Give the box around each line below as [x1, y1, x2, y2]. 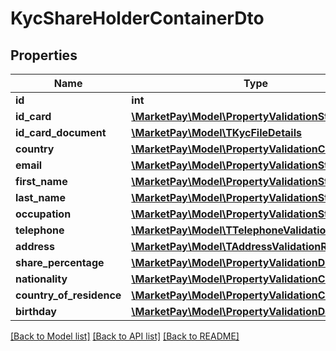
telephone [15, 223, 65, 237]
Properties [10, 47, 78, 64]
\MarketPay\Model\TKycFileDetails [131, 126, 302, 139]
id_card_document [15, 126, 107, 139]
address [15, 240, 56, 253]
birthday [15, 305, 57, 318]
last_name [15, 191, 66, 204]
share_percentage [15, 256, 105, 269]
